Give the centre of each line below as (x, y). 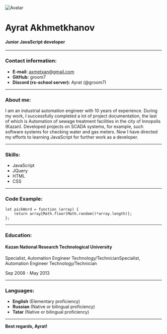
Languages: (20, 290)
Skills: (13, 154)
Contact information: (31, 61)
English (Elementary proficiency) (46, 301)
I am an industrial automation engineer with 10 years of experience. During (81, 111)
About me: (18, 100)
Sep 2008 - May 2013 (27, 273)
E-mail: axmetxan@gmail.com (43, 72)
